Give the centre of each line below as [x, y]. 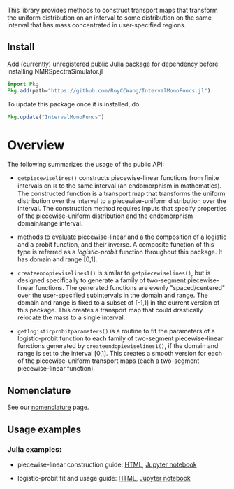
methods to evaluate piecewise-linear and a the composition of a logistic [122, 237]
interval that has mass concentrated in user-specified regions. [97, 25]
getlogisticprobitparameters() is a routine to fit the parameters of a [116, 331]
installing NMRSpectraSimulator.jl [55, 71]
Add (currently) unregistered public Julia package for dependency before [113, 64]
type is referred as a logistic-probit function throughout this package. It [120, 252]
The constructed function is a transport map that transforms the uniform [121, 194]
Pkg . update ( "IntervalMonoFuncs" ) [56, 117]
